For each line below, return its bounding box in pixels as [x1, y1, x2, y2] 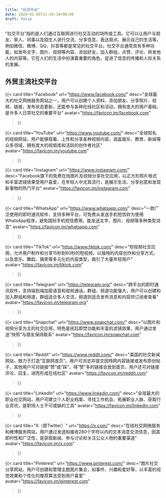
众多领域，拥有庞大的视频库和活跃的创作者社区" [5, 142, 103, 148]
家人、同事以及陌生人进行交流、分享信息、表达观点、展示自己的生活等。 [13, 37, 161, 42]
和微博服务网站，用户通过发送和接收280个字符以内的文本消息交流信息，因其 [5, 429, 161, 435]
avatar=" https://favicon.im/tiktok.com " [5, 262, 84, 268]
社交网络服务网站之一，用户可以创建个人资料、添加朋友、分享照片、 [13, 97, 152, 104]
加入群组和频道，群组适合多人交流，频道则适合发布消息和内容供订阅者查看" [5, 294, 159, 300]
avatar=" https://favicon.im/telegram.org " [5, 299, 88, 305]
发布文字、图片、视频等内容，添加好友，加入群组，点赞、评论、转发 [18, 49, 157, 55]
